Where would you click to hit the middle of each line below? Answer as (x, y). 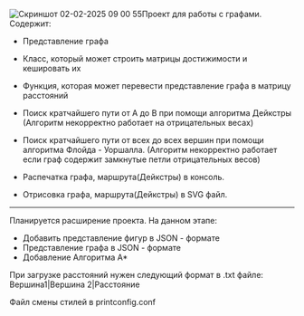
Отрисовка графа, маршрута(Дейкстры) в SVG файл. (125, 194)
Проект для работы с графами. (202, 14)
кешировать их (52, 68)
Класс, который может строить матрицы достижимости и (135, 58)
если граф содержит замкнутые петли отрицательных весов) (141, 159)
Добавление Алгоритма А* (75, 257)
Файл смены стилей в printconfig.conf (83, 302)
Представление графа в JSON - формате (101, 248)
